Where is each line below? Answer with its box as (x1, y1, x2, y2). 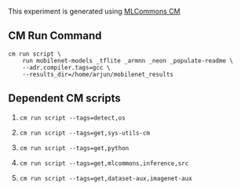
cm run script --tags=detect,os (19, 113, 126, 122)
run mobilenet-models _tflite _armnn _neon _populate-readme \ (22, 56, 234, 65)
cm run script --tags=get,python (19, 144, 130, 152)
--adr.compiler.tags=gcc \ (22, 63, 111, 71)
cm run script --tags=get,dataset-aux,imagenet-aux (19, 174, 192, 182)
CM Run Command (8, 29, 102, 42)
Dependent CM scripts (8, 91, 122, 105)
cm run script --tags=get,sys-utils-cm (19, 129, 151, 137)
